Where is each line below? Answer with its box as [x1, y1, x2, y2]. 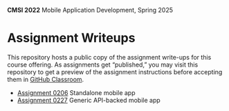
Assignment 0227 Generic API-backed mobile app [17, 96, 161, 104]
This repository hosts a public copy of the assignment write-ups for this [7, 53, 212, 61]
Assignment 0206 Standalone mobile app [17, 88, 136, 96]
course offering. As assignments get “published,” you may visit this [7, 60, 199, 69]
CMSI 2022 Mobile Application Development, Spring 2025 [7, 6, 174, 14]
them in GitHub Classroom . [7, 75, 84, 83]
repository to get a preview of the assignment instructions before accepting [7, 67, 223, 76]
